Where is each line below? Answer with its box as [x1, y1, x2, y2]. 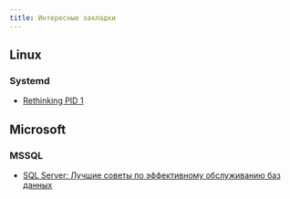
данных [22, 180, 53, 190]
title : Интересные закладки [9, 13, 117, 23]
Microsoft [9, 121, 67, 137]
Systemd [9, 74, 50, 87]
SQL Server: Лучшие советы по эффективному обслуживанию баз [22, 170, 281, 181]
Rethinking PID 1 [22, 95, 84, 106]
